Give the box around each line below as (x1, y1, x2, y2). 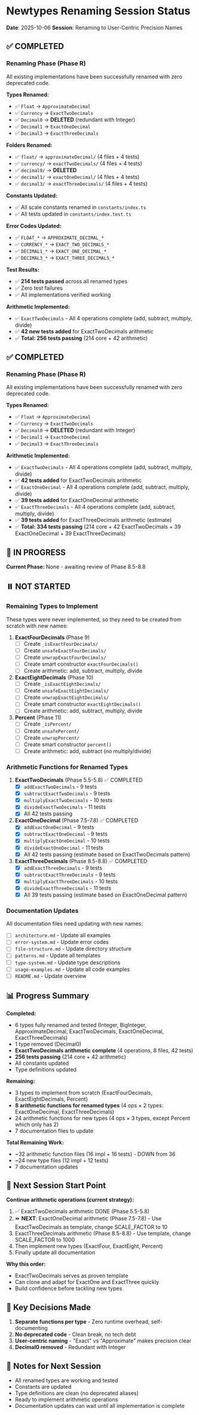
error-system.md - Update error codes (14, 939, 109, 946)
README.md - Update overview (14, 972, 87, 979)
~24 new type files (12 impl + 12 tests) (14, 1156, 109, 1164)
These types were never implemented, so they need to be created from (6, 615, 182, 623)
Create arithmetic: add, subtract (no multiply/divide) (23, 747, 151, 755)
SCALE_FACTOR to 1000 (14, 1236, 75, 1243)
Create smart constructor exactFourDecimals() (23, 660, 139, 667)
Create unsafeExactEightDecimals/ (23, 687, 109, 694)
